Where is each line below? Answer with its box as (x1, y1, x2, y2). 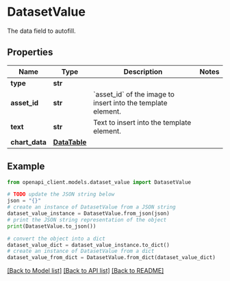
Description (123, 66, 163, 76)
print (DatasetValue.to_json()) (7, 223, 97, 230)
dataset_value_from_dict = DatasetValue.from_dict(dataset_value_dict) (7, 254, 216, 261)
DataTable (53, 137, 87, 147)
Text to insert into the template (93, 118, 192, 127)
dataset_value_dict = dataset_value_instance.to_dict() (7, 241, 170, 248)
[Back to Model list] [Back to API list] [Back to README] (7, 267, 164, 275)
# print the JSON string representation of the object (7, 216, 167, 223)
